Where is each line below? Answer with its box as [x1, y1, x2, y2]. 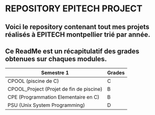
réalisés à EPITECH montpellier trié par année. [5, 30, 151, 38]
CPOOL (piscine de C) [7, 77, 59, 84]
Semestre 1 [41, 70, 69, 77]
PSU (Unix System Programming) [7, 102, 85, 109]
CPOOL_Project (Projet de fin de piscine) [7, 86, 103, 93]
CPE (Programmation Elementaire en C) [7, 94, 100, 101]
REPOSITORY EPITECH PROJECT [5, 3, 143, 14]
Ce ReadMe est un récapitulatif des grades [5, 47, 140, 55]
